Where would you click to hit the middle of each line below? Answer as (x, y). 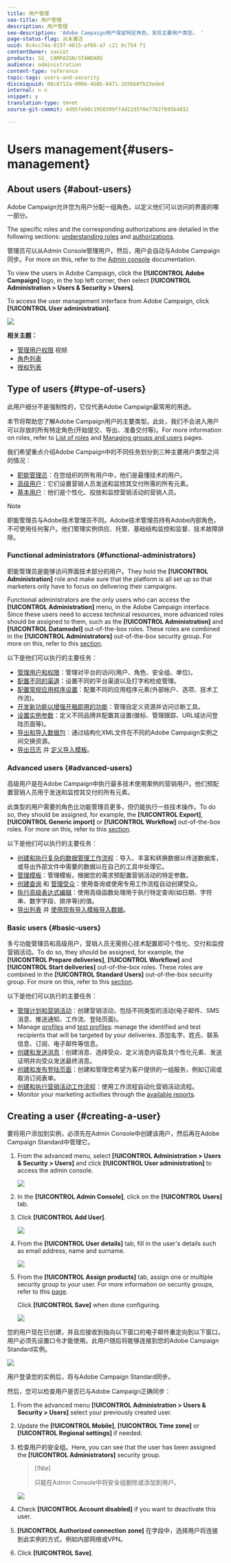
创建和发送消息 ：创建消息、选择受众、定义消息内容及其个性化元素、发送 (119, 1052)
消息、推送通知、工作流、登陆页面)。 (69, 1019)
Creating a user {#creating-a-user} (84, 1116)
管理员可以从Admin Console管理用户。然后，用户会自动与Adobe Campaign (113, 250)
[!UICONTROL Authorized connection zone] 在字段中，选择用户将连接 (118, 1531)
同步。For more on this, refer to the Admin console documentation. (102, 259)
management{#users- (109, 149)
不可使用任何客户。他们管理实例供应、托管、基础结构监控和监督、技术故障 (112, 528)
